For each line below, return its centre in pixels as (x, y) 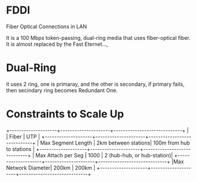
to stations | (21, 149)
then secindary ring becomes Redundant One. (62, 90)
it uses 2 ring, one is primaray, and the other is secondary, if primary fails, (95, 84)
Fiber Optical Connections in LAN (46, 26)
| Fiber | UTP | (23, 136)
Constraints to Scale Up (65, 114)
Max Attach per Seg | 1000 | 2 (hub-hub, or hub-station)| (104, 155)
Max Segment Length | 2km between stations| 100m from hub (115, 143)
